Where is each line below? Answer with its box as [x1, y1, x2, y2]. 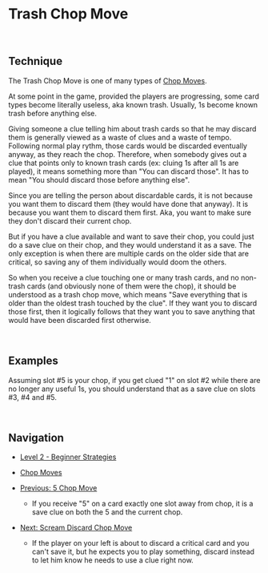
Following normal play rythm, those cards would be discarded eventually [8, 141, 248, 151]
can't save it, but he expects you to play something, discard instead [31, 547, 254, 557]
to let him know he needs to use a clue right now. [31, 555, 194, 565]
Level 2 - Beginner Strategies [19, 452, 117, 462]
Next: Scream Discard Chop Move [19, 523, 133, 533]
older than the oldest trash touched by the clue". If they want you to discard [8, 298, 258, 308]
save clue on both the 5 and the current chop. [31, 507, 183, 517]
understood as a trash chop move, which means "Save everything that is [8, 289, 248, 299]
